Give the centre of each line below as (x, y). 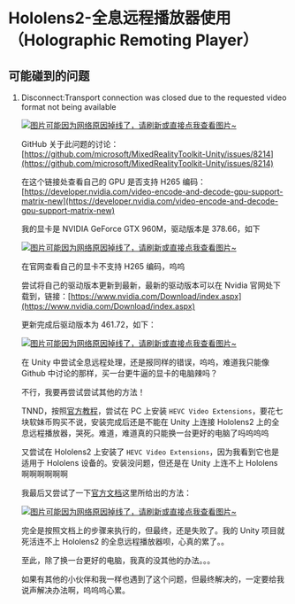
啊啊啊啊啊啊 (44, 474)
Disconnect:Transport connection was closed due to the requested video (154, 97)
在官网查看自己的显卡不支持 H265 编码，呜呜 (103, 266)
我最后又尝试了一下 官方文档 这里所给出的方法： (106, 493)
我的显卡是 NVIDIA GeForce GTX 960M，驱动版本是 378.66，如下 (141, 228)
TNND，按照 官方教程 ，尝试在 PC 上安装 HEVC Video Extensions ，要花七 (152, 411)
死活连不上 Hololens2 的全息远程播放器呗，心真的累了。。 (125, 542)
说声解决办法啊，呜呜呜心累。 (75, 590)
